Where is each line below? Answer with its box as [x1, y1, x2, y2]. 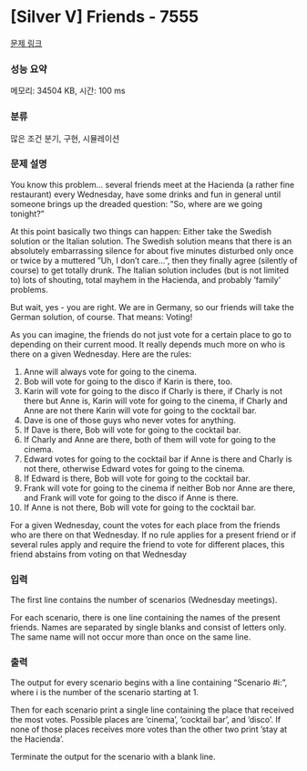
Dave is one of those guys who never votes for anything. [23, 414, 236, 425]
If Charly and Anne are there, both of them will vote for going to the [23, 433, 276, 444]
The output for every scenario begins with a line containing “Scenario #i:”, [10, 677, 288, 688]
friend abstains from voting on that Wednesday [10, 548, 188, 559]
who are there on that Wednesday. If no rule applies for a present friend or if [10, 529, 297, 540]
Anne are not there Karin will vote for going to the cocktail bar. [23, 404, 258, 416]
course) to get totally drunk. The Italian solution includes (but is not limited [10, 265, 290, 276]
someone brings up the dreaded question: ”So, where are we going [10, 198, 263, 209]
